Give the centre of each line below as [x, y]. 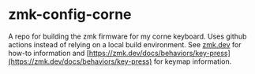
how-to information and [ [49, 53]
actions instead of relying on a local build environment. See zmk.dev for [125, 44]
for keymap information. [193, 61]
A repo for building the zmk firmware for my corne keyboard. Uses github [127, 36]
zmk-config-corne [70, 15]
